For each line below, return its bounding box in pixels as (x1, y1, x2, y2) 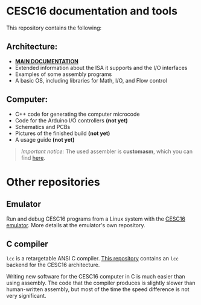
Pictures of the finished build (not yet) (14, 130, 110, 137)
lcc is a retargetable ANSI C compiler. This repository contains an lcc (6, 255, 179, 262)
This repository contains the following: (6, 24, 102, 31)
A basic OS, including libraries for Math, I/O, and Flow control (14, 77, 167, 84)
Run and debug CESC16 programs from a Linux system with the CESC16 (6, 215, 186, 222)
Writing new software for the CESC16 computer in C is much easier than (6, 273, 185, 280)
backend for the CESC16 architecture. (6, 261, 100, 269)
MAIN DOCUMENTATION (14, 57, 78, 64)
